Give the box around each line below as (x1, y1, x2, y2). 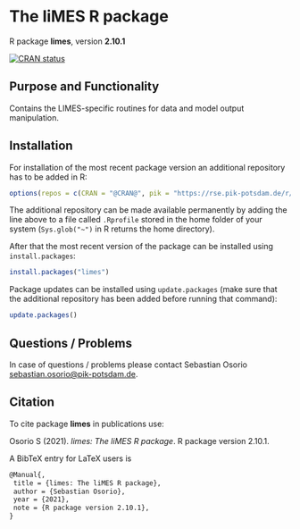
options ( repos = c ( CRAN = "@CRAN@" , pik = (9, 189, 170, 197)
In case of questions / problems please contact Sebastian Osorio (9, 359, 248, 370)
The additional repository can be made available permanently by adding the (9, 205, 287, 215)
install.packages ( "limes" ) (9, 268, 110, 277)
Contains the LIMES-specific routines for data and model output (9, 103, 245, 113)
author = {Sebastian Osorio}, (12, 487, 126, 496)
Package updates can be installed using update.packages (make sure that (9, 284, 279, 295)
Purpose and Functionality (9, 79, 160, 95)
